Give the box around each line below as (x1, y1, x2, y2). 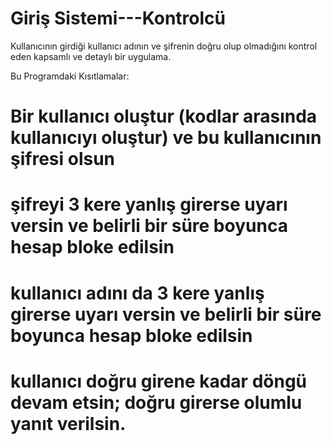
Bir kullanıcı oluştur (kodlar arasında (10, 105, 318, 128)
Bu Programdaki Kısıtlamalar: (10, 70, 130, 82)
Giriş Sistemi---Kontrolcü (10, 7, 226, 30)
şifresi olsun (10, 148, 116, 171)
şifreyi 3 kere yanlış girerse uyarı (10, 193, 288, 216)
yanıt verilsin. (10, 412, 127, 435)
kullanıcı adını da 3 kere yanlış (10, 282, 265, 304)
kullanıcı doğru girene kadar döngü (10, 370, 308, 392)
